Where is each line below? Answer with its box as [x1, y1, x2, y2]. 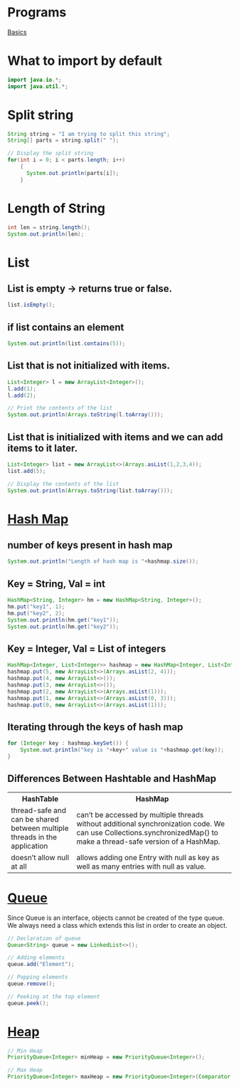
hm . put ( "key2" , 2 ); [7, 610, 65, 617]
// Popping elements [7, 974, 69, 981]
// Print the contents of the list [7, 405, 113, 412]
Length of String [7, 200, 105, 216]
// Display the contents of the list [7, 480, 119, 487]
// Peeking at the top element [7, 993, 100, 1000]
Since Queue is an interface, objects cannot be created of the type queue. [7, 913, 225, 922]
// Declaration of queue [7, 935, 81, 942]
